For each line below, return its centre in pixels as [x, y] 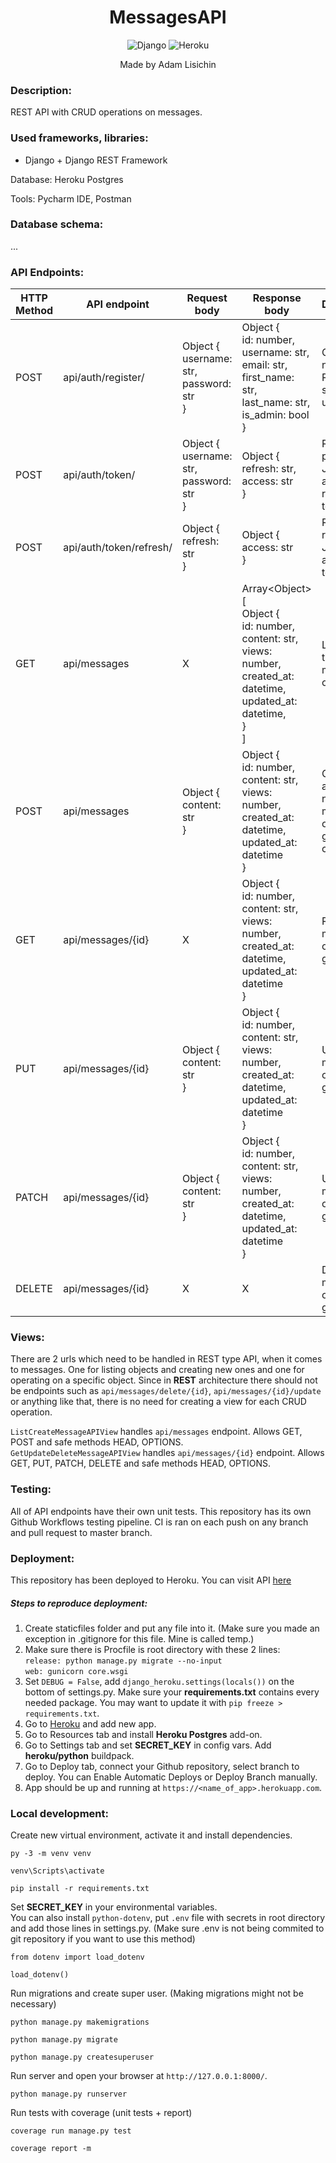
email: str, [264, 365]
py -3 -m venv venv [51, 1854]
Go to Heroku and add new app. [90, 1723]
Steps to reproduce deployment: [79, 1603]
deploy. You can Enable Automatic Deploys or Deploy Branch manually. [171, 1777]
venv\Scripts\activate [57, 1871]
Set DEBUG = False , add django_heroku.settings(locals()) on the [159, 1681]
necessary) [33, 2004]
